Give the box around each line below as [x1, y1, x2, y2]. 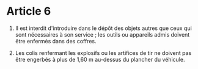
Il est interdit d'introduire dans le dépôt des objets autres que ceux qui [15, 24, 193, 32]
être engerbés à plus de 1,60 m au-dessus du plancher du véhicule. [15, 56, 185, 63]
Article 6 [6, 4, 51, 18]
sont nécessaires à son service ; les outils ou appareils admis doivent [15, 31, 190, 38]
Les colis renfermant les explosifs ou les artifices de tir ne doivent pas [15, 49, 192, 56]
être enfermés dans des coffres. [15, 37, 97, 45]
